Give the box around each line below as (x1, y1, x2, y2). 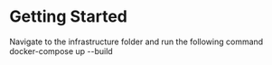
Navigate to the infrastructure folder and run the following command (9, 36, 264, 47)
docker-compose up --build (9, 45, 113, 56)
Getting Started (9, 6, 128, 27)
